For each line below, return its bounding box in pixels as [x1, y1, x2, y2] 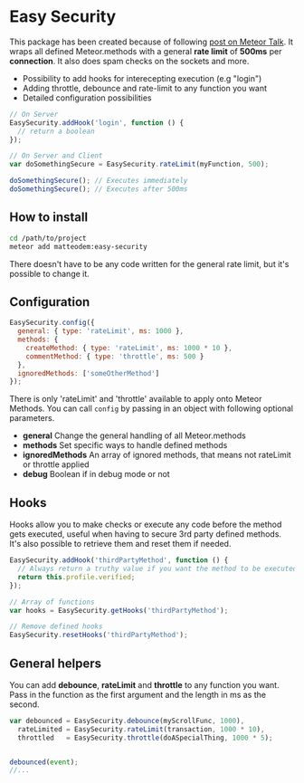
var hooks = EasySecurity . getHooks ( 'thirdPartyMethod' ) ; [9, 606, 229, 615]
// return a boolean [17, 127, 95, 136]
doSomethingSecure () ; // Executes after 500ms [9, 185, 188, 194]
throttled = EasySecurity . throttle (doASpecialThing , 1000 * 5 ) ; [17, 733, 273, 742]
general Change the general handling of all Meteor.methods [22, 430, 246, 441]
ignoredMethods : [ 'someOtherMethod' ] [17, 368, 160, 377]
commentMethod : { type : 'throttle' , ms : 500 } [25, 351, 204, 361]
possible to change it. [9, 268, 90, 279]
